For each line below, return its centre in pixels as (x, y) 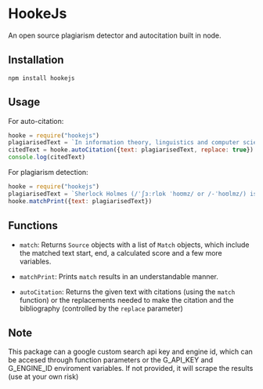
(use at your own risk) (43, 376)
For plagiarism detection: (48, 173)
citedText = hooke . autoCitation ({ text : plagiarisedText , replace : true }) (131, 150)
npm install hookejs (42, 78)
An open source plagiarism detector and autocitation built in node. (115, 35)
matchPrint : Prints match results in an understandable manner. (119, 276)
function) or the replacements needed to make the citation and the (126, 300)
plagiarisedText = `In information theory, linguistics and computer (124, 143)
